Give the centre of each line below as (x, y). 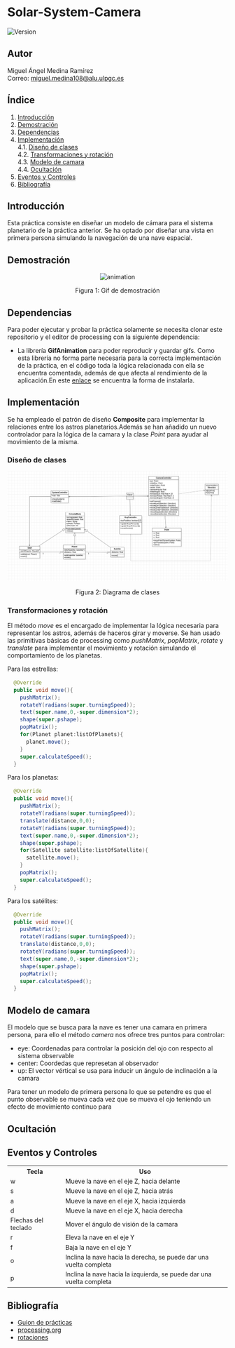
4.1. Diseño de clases (48, 147)
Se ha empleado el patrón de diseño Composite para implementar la (106, 419)
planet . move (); (48, 742)
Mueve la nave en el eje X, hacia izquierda (126, 1201)
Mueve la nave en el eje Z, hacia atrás (119, 1191)
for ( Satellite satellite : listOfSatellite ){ (84, 850)
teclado (21, 1228)
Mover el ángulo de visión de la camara (122, 1224)
